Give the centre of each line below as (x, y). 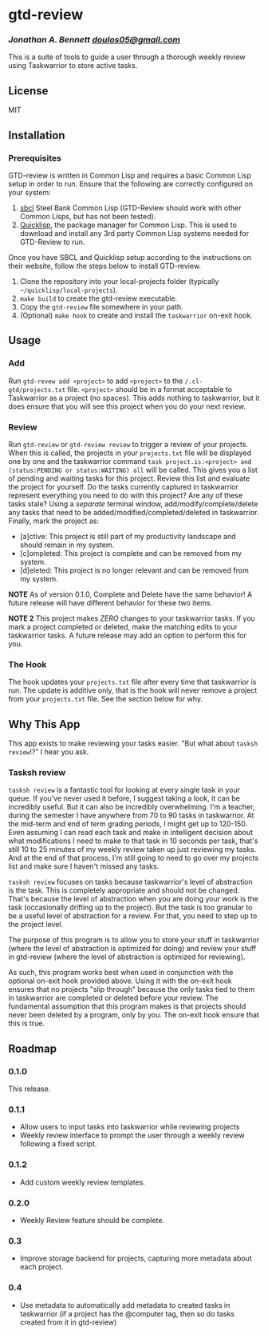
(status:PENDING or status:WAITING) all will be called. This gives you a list (133, 470)
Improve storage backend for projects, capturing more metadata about (136, 1258)
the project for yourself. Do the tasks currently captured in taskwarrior (124, 486)
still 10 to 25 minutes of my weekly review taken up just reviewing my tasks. (132, 849)
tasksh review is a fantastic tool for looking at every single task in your (124, 790)
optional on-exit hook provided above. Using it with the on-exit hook (120, 981)
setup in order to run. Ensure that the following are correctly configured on (131, 184)
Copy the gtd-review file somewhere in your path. (101, 306)
